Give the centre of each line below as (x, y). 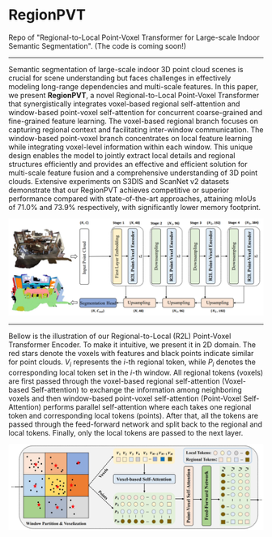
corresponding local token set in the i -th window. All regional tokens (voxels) (136, 372)
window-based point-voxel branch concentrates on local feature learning (130, 138)
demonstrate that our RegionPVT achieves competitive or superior (119, 190)
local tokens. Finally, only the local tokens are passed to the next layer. (126, 432)
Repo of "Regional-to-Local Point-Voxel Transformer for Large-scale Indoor (134, 37)
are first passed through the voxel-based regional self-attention (114, 381)
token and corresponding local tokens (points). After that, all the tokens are (134, 415)
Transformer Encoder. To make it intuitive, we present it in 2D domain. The (132, 344)
